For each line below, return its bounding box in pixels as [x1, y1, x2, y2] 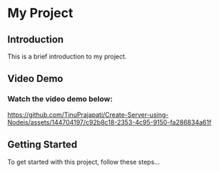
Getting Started [7, 139, 78, 151]
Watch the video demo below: [7, 94, 113, 104]
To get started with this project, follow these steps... [7, 157, 161, 166]
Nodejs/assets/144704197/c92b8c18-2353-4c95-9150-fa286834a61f [7, 117, 212, 126]
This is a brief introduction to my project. [7, 52, 127, 61]
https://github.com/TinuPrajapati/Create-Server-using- [7, 110, 169, 119]
